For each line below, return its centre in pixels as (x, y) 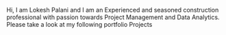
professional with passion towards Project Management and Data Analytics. (113, 17)
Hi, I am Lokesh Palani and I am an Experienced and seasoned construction (113, 10)
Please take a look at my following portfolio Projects (79, 24)
